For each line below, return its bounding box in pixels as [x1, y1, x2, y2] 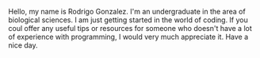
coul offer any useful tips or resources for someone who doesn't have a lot [8, 24, 252, 33]
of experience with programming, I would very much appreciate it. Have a [8, 32, 249, 41]
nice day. [8, 41, 38, 50]
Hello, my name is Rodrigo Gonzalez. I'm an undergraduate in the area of [8, 7, 246, 16]
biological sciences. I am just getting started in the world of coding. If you [8, 15, 248, 25]
